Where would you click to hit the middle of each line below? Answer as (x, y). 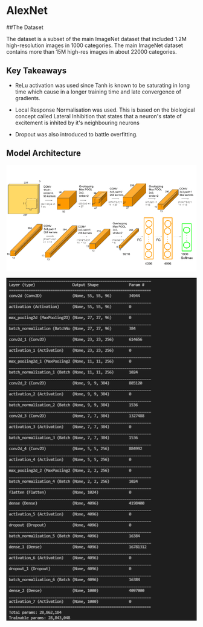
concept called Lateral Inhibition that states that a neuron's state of (98, 116)
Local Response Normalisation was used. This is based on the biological (105, 110)
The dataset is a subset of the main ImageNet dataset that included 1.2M (97, 39)
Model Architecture (44, 154)
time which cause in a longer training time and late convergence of (98, 92)
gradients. (27, 98)
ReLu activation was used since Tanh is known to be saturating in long (102, 85)
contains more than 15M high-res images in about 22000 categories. (92, 51)
